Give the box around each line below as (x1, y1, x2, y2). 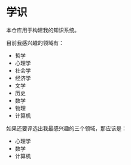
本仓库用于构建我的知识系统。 (6, 26, 80, 34)
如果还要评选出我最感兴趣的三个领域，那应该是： (6, 124, 127, 132)
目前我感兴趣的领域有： (6, 39, 64, 46)
